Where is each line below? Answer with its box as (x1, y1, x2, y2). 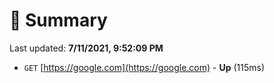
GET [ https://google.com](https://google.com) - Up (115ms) (23, 61, 266, 73)
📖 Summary (9, 9, 108, 32)
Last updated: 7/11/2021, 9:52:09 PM (9, 42, 164, 54)
